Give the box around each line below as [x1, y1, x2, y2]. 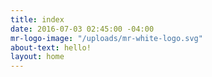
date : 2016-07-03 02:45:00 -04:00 [10, 24, 155, 34]
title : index [10, 14, 65, 25]
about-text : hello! [10, 42, 92, 53]
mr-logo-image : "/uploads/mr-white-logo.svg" [10, 33, 203, 43]
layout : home [10, 52, 65, 62]
